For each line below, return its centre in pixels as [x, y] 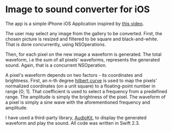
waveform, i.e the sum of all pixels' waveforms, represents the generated [83, 59]
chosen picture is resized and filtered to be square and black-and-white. [82, 39]
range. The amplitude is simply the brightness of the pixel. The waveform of [85, 97]
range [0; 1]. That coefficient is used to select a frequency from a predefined [86, 91]
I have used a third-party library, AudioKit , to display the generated [76, 117]
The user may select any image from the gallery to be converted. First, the [84, 33]
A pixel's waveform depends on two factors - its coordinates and [74, 75]
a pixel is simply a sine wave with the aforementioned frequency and [78, 102]
